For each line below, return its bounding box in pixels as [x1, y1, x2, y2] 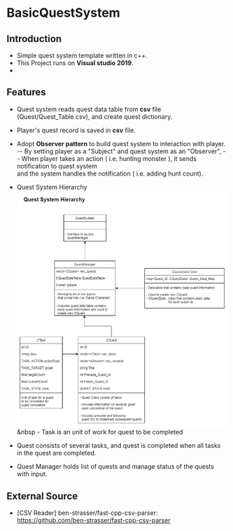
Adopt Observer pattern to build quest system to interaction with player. [16, 139, 226, 148]
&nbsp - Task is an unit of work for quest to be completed [16, 428, 183, 437]
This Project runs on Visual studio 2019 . [16, 59, 134, 67]
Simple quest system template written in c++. [16, 51, 148, 59]
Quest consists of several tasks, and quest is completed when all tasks [16, 441, 221, 450]
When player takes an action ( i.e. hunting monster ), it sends [21, 154, 197, 162]
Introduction [6, 33, 62, 45]
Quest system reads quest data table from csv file [16, 105, 162, 113]
